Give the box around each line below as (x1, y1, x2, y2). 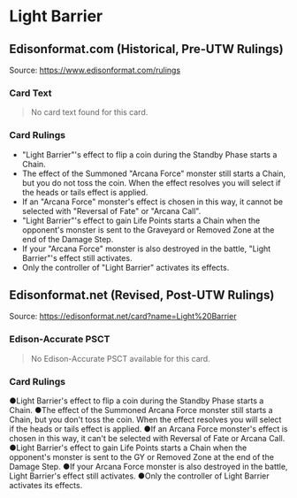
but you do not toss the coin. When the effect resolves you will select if (21, 177, 281, 188)
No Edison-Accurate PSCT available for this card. (30, 353, 210, 364)
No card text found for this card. (30, 107, 148, 118)
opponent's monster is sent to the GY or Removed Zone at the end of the (9, 452, 274, 462)
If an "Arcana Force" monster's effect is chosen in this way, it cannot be (21, 196, 284, 207)
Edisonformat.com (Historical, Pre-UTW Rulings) (9, 42, 285, 57)
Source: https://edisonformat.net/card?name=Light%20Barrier (9, 311, 237, 322)
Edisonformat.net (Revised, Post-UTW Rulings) (9, 287, 275, 303)
